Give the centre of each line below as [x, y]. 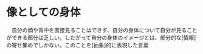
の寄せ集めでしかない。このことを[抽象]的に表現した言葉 [77, 45]
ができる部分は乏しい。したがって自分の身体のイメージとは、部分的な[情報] [101, 37]
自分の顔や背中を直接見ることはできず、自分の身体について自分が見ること [104, 30]
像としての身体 [43, 12]
